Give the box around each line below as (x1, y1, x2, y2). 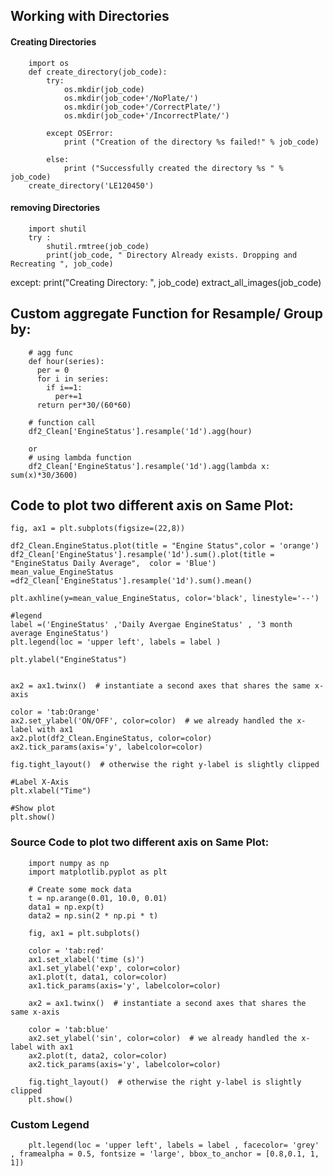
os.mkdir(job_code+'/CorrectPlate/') (63, 102, 222, 112)
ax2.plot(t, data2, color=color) (28, 1050, 168, 1061)
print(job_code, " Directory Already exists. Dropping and (46, 250, 298, 260)
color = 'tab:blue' (28, 1024, 110, 1034)
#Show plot (10, 804, 56, 814)
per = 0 (36, 365, 70, 375)
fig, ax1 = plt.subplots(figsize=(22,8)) (10, 524, 186, 534)
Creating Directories (10, 35, 97, 48)
